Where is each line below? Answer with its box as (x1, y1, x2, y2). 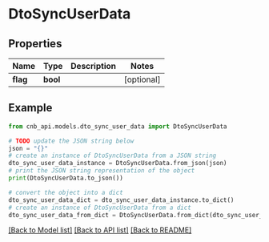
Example (8, 101, 53, 115)
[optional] (123, 74, 161, 85)
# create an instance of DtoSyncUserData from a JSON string (8, 151, 217, 160)
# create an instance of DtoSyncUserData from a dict (8, 204, 192, 212)
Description (70, 61, 116, 71)
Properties (8, 37, 62, 50)
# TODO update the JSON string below (8, 137, 134, 145)
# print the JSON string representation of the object (8, 167, 195, 175)
